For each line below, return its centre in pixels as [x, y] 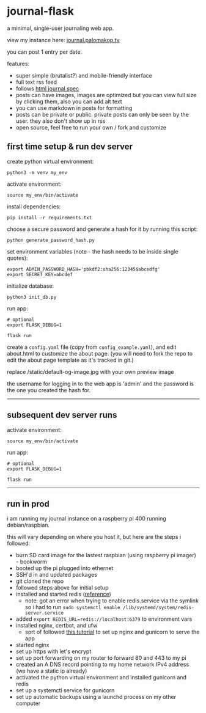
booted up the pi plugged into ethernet [64, 568]
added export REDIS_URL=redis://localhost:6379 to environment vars [104, 619]
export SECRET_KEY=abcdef [40, 274]
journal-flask [41, 11]
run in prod [28, 504]
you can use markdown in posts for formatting [74, 108]
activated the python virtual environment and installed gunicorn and [101, 678]
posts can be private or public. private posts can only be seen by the [102, 114]
